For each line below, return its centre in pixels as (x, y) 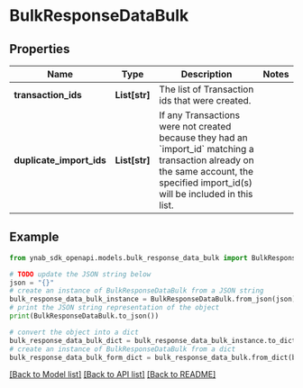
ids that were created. (205, 100)
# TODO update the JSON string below (80, 274)
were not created (195, 126)
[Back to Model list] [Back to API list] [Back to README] (113, 374)
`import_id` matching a (207, 149)
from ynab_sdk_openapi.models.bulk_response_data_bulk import (129, 257)
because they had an (203, 138)
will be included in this (206, 194)
